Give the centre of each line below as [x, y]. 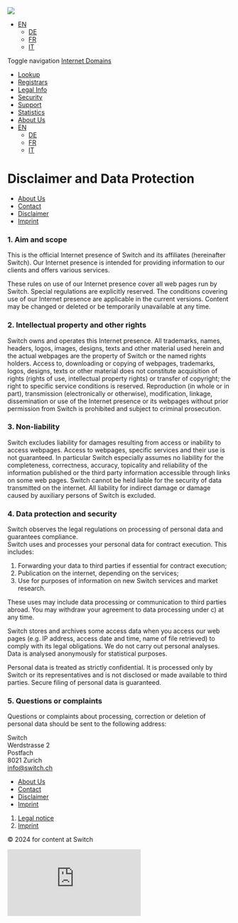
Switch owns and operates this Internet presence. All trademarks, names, [115, 341]
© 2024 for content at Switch [50, 840]
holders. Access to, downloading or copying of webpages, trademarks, [111, 363]
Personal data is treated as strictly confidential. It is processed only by [110, 668]
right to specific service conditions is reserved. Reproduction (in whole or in [118, 386]
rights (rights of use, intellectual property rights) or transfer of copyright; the [119, 378]
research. [32, 588]
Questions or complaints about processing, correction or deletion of [107, 716]
